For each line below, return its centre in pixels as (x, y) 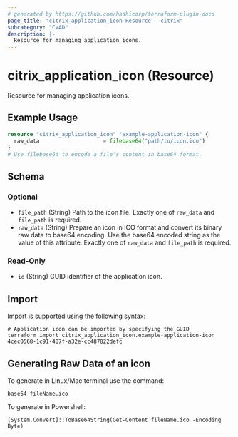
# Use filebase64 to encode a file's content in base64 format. (105, 154)
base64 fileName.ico (38, 394)
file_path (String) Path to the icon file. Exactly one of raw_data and (116, 212)
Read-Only (27, 261)
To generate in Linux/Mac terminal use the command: (86, 380)
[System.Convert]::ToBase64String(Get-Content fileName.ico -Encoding (114, 420)
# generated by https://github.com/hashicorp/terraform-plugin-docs (111, 14)
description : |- (31, 34)
